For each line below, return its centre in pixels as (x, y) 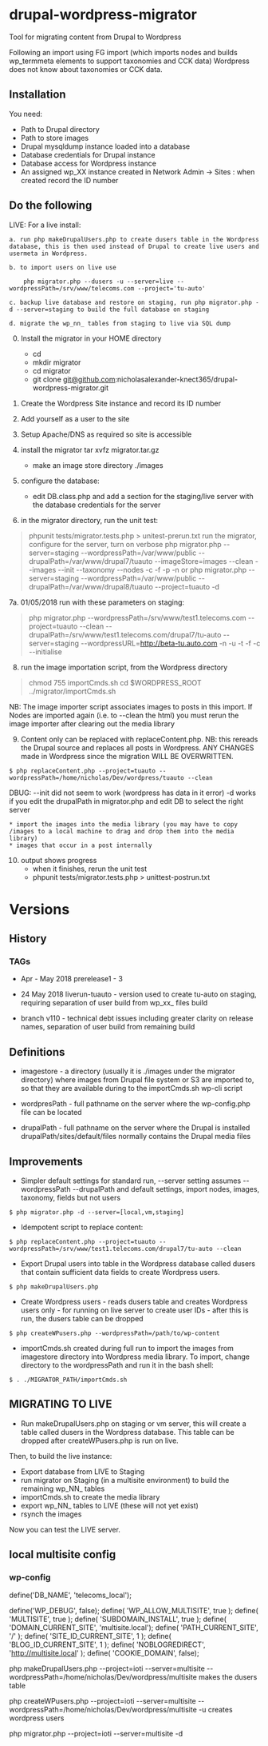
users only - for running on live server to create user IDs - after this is (135, 1310)
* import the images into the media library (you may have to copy (124, 824)
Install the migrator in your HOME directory (91, 338)
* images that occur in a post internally (81, 845)
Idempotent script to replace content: (82, 1227)
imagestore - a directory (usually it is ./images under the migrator (128, 1071)
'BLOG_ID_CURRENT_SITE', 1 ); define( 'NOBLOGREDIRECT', (107, 1644)
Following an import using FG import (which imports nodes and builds (123, 52)
